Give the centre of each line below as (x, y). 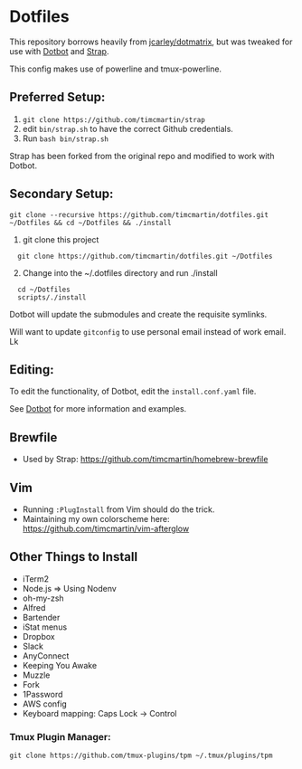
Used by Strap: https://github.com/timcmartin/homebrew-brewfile (145, 460)
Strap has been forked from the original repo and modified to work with (142, 156)
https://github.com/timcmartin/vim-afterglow (106, 528)
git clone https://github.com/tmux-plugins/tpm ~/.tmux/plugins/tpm (141, 756)
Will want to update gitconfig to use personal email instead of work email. (148, 331)
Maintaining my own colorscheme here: (96, 519)
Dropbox (39, 636)
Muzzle (36, 675)
